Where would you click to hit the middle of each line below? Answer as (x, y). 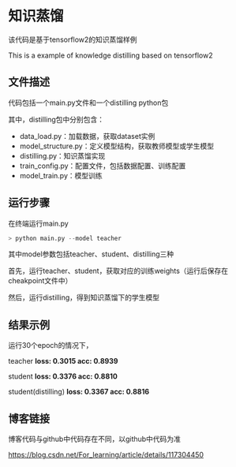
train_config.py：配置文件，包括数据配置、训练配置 (103, 166)
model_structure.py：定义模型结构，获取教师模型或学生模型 (117, 146)
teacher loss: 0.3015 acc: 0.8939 (63, 361)
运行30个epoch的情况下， (51, 346)
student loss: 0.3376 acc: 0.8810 (63, 376)
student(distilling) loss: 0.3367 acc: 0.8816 (79, 392)
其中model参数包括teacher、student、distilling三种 (91, 254)
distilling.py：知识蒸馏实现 (62, 155)
